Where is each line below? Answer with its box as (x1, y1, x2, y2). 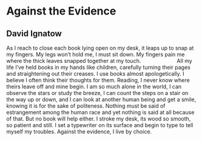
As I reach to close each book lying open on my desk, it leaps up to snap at (6, 44, 194, 51)
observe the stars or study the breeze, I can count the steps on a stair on (6, 90, 189, 96)
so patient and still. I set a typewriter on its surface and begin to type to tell (6, 122, 194, 128)
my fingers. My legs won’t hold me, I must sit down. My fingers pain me (6, 51, 185, 58)
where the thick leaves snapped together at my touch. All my (6, 57, 192, 64)
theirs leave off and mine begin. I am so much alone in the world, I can (6, 83, 182, 90)
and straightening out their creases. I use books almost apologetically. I (6, 70, 184, 77)
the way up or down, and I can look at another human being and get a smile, (6, 96, 197, 103)
